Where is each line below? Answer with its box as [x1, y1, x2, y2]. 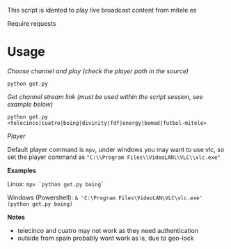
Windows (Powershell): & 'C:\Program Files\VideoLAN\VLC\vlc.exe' [7, 193, 203, 202]
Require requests [7, 20, 56, 27]
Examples [7, 166, 37, 174]
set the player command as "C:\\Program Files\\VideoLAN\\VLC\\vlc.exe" [7, 153, 221, 161]
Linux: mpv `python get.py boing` [7, 179, 104, 188]
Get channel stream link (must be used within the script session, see [7, 92, 204, 100]
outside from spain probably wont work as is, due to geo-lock [17, 234, 194, 242]
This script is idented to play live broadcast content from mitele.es [7, 6, 197, 14]
